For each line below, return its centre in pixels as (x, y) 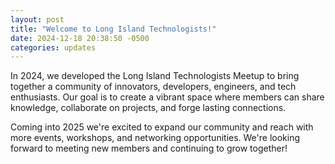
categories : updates (53, 47)
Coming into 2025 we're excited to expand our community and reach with (162, 127)
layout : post (37, 19)
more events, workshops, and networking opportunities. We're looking (155, 138)
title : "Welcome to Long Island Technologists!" (113, 29)
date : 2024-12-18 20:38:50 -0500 (80, 38)
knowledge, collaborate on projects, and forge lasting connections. (148, 108)
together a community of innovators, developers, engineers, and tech (153, 87)
